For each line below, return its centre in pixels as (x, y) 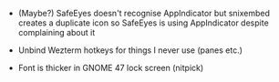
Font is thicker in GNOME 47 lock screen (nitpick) (111, 68)
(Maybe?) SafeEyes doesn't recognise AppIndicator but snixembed (144, 13)
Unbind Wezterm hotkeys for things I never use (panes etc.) (130, 50)
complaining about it (57, 32)
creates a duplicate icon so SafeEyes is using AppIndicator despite (143, 23)
